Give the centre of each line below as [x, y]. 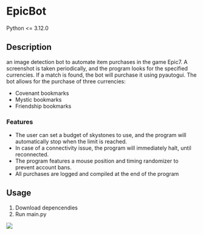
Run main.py [31, 214]
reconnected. [32, 155]
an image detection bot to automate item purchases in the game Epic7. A [97, 61]
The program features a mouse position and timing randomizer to [97, 161]
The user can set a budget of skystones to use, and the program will [101, 135]
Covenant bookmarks [42, 93]
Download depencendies [46, 208]
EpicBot [26, 11]
